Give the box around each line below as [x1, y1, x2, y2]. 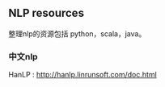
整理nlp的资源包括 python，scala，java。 [8, 28, 146, 39]
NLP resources [8, 6, 85, 20]
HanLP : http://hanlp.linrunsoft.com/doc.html [8, 70, 158, 80]
